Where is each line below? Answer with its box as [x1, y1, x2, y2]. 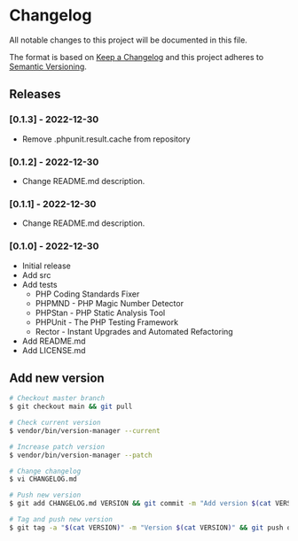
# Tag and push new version [9, 515, 114, 524]
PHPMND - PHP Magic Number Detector [35, 298, 184, 308]
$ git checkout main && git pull [9, 402, 133, 412]
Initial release [21, 260, 71, 271]
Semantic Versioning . [9, 61, 87, 72]
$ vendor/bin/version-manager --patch [9, 451, 153, 460]
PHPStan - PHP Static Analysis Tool [35, 307, 166, 318]
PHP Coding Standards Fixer [35, 289, 140, 299]
